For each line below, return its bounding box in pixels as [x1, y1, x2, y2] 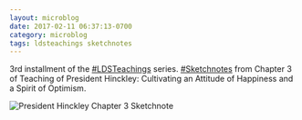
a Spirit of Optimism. [9, 83, 87, 94]
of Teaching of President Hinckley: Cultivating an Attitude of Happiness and [9, 74, 294, 85]
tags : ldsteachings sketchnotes [9, 38, 132, 48]
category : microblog [9, 30, 89, 39]
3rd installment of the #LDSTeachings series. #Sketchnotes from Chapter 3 [9, 64, 292, 75]
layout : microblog [9, 13, 79, 23]
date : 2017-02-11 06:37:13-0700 [9, 22, 132, 31]
